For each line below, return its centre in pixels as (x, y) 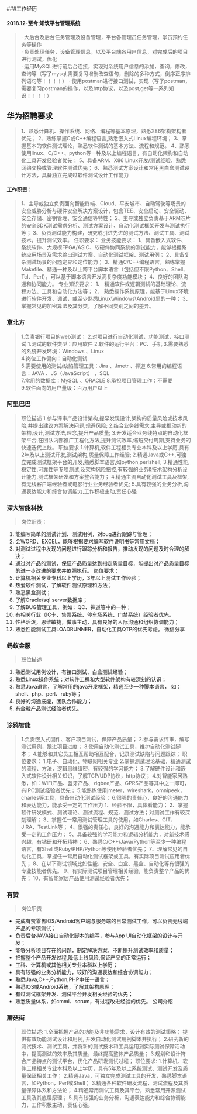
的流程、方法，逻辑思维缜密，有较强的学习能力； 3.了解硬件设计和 (101, 768)
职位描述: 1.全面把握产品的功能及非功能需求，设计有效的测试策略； (101, 1032)
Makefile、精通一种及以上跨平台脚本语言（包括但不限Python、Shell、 (105, 269)
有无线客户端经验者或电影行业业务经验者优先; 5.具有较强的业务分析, (102, 484)
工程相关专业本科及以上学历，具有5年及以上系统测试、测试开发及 (105, 1068)
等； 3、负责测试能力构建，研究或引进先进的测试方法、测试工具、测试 (105, 233)
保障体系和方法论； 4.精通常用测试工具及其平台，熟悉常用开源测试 (106, 1091)
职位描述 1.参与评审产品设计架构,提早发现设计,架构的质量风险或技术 (102, 418)
